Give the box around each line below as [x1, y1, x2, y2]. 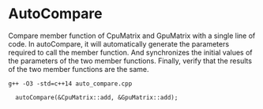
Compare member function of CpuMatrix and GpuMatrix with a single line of [8, 31, 256, 40]
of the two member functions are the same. [8, 64, 149, 73]
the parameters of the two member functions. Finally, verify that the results [8, 56, 253, 66]
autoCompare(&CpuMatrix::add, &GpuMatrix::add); [15, 93, 178, 101]
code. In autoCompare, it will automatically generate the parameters [8, 39, 230, 48]
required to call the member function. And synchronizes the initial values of [8, 47, 253, 57]
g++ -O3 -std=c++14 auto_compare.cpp [8, 80, 133, 88]
